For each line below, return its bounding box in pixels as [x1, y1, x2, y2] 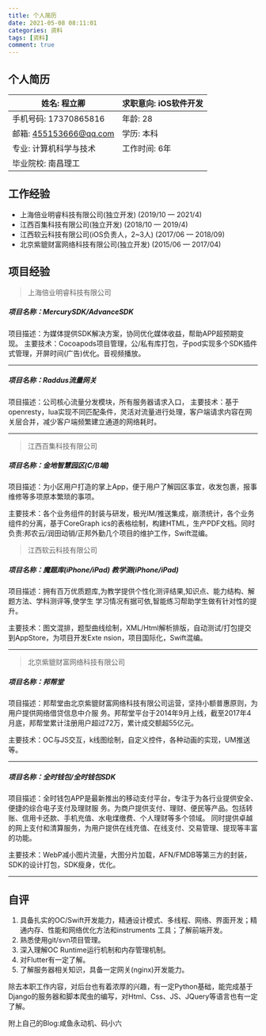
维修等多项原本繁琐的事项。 [8, 492, 99, 502]
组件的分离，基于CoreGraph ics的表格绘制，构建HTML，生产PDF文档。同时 [8, 518, 256, 528]
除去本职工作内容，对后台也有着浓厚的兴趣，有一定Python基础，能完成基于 [8, 982, 253, 992]
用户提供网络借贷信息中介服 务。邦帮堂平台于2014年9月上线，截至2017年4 [8, 709, 252, 718]
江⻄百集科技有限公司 [27, 441, 97, 450]
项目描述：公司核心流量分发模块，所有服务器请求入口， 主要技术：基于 [8, 397, 239, 407]
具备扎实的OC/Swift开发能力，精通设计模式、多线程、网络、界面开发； [19, 916, 251, 925]
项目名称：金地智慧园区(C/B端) [8, 461, 109, 470]
